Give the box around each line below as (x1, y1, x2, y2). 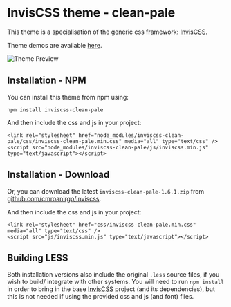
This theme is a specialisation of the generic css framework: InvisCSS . (7, 28, 207, 36)
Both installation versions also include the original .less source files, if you (7, 270, 220, 279)
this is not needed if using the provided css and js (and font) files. (7, 292, 194, 301)
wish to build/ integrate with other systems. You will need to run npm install (7, 278, 225, 286)
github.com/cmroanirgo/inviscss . (7, 194, 102, 203)
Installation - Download (7, 169, 110, 180)
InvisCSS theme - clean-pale (7, 5, 176, 21)
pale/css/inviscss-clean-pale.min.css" (7, 138, 122, 145)
